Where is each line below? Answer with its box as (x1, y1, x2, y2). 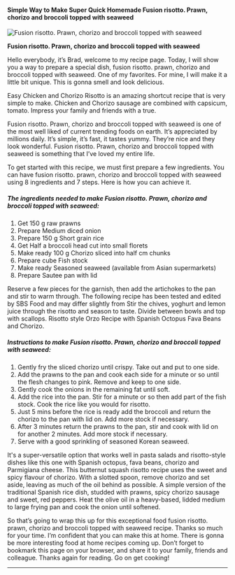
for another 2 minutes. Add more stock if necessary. (17, 430, 168, 439)
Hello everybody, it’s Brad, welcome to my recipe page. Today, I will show (7, 56, 219, 64)
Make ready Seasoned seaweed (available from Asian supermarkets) (17, 264, 217, 272)
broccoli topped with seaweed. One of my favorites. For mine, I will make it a (7, 71, 227, 79)
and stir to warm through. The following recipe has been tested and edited (7, 292, 222, 301)
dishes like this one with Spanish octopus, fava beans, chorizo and (7, 458, 199, 467)
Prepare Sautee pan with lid (17, 271, 98, 280)
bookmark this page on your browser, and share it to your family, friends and (7, 546, 228, 555)
